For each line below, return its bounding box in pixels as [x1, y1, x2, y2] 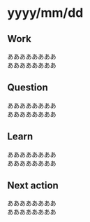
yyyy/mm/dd [7, 5, 84, 21]
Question [7, 82, 48, 94]
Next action [7, 180, 59, 192]
